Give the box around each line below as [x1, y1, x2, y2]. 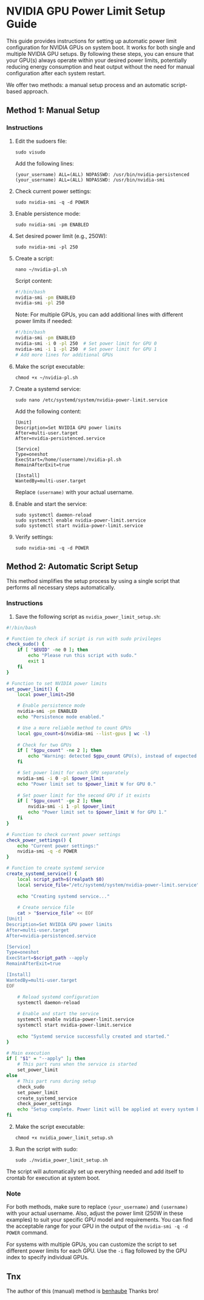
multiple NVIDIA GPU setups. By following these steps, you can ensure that [6, 50, 194, 57]
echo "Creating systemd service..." [17, 893, 110, 899]
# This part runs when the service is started [17, 1061, 137, 1067]
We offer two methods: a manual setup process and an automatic [6, 81, 170, 89]
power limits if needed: [15, 318, 73, 325]
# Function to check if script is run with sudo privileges [6, 636, 162, 642]
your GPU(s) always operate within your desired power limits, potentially [6, 56, 187, 64]
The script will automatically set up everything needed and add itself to [6, 1168, 184, 1176]
